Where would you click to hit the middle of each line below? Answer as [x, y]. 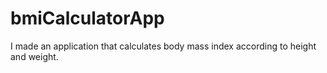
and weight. [34, 56]
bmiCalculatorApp [87, 18]
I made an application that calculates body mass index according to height [163, 46]
